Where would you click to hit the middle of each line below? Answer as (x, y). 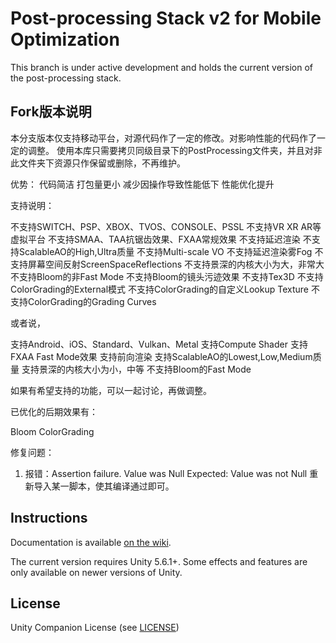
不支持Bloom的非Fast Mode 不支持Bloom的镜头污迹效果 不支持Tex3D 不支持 (167, 276)
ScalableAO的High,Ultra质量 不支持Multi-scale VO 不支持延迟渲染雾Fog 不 (171, 251)
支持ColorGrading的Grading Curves (83, 301)
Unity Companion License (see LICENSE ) (95, 628)
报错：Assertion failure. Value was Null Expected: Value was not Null (166, 473)
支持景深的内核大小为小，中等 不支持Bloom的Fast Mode (136, 369)
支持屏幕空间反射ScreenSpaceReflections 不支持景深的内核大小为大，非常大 (167, 264)
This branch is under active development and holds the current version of (162, 67)
